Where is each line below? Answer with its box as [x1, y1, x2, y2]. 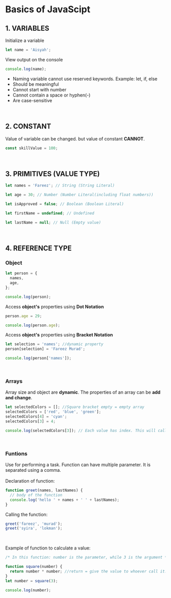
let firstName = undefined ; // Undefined [5, 210, 95, 216]
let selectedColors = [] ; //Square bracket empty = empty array [5, 404, 145, 410]
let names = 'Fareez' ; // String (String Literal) [5, 183, 115, 188]
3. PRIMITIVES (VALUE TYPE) [5, 170, 100, 178]
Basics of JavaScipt [5, 4, 91, 15]
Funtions [5, 450, 28, 457]
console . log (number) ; [5, 587, 51, 593]
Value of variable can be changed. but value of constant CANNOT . [5, 135, 145, 141]
